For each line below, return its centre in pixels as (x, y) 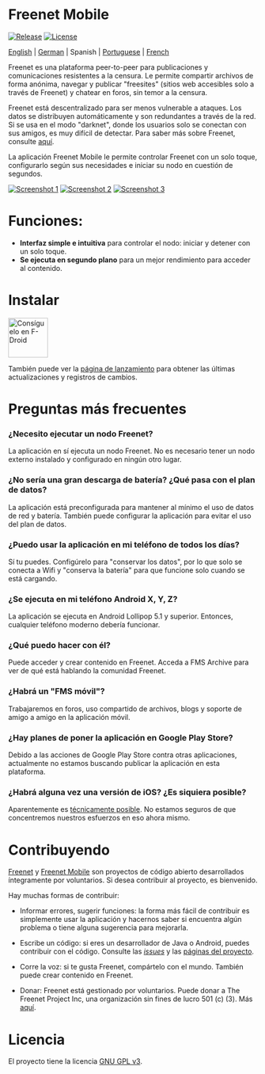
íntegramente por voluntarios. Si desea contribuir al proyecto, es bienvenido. (133, 880)
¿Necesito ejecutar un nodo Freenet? (81, 433)
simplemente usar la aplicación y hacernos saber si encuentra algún (131, 920)
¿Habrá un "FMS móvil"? (57, 691)
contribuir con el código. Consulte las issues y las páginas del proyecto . (137, 951)
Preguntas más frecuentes (98, 409)
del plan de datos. (38, 524)
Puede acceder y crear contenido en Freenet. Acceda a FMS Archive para (129, 662)
